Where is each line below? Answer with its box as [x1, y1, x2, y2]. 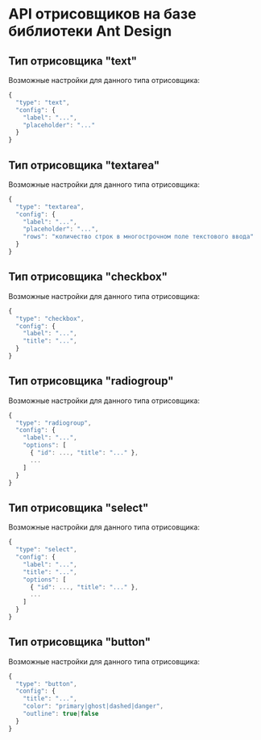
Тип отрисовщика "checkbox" [8, 270, 168, 284]
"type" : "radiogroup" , [15, 418, 92, 427]
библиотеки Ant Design [8, 22, 172, 40]
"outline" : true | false [23, 710, 99, 718]
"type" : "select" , [15, 546, 78, 554]
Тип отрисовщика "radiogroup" [8, 374, 174, 388]
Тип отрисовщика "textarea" [8, 158, 159, 172]
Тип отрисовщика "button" [8, 635, 151, 649]
